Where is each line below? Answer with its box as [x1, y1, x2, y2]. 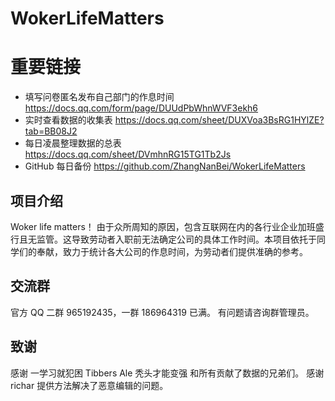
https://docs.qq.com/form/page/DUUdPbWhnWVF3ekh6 [24, 102, 259, 114]
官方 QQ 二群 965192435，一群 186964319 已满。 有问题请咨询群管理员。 [10, 306, 315, 318]
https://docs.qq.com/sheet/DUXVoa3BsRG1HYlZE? [114, 114, 325, 126]
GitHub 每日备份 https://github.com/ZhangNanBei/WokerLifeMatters [24, 160, 306, 172]
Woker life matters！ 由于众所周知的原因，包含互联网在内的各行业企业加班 [10, 220, 316, 232]
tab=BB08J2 [24, 125, 78, 137]
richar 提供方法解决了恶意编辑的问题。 [10, 379, 169, 391]
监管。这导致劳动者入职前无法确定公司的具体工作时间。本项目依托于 [36, 233, 317, 245]
